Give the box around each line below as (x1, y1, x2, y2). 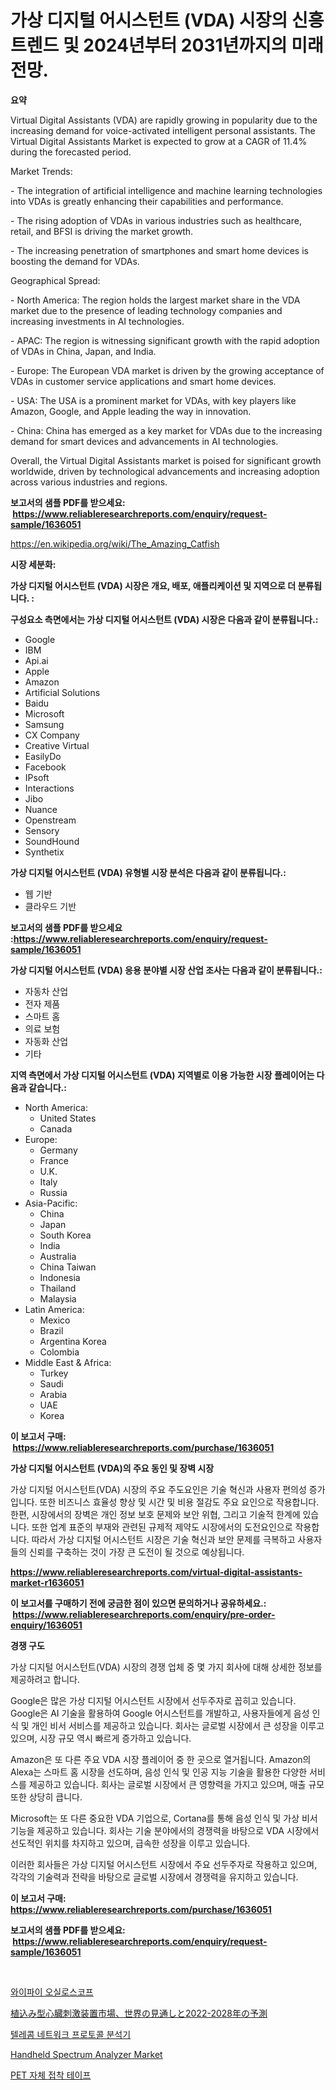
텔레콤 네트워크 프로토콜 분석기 (10, 2028, 132, 2040)
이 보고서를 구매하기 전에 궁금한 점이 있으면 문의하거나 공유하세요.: (10, 1597, 267, 1609)
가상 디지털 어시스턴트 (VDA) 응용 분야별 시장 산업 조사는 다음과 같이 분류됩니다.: (10, 964, 323, 976)
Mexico (39, 1314, 71, 1326)
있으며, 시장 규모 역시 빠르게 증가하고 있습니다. (10, 1732, 192, 1744)
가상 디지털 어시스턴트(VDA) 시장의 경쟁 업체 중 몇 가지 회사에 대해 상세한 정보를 (10, 1661, 323, 1673)
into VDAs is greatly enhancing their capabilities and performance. (10, 195, 284, 207)
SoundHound (24, 835, 80, 847)
